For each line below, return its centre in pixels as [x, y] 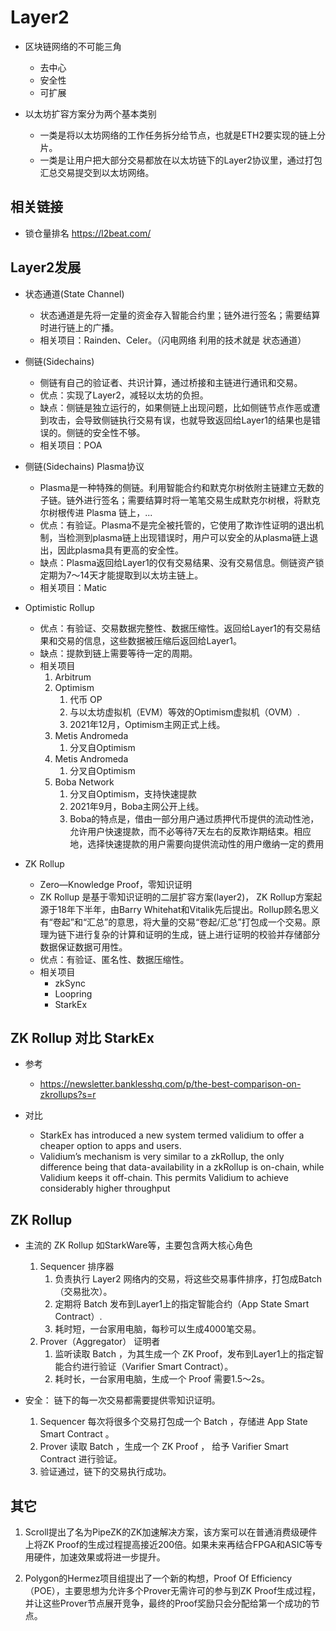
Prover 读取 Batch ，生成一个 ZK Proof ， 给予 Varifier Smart [164, 1447]
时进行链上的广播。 [79, 327]
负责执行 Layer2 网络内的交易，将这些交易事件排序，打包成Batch [188, 1279]
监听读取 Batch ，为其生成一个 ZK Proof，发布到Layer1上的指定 [185, 1354]
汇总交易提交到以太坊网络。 [97, 172]
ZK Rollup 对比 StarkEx [82, 1037]
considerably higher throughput [105, 1188]
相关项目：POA [71, 445]
